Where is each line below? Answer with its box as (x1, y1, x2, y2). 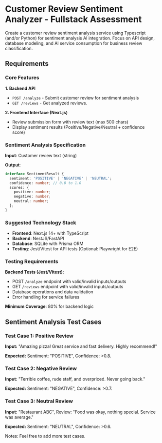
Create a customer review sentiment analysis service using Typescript (5, 30, 146, 36)
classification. (5, 45, 33, 51)
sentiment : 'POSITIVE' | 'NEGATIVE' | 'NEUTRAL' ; (9, 176, 112, 181)
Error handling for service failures (12, 294, 80, 300)
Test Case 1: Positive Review (5, 332, 74, 339)
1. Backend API (5, 85, 36, 91)
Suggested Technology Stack (5, 219, 76, 226)
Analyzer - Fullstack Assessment (5, 14, 142, 25)
